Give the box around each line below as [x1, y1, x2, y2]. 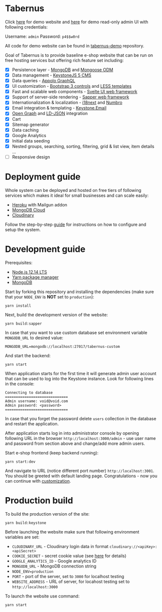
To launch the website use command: [5, 593, 80, 599]
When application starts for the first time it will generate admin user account [5, 370, 157, 376]
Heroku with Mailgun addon [12, 202, 68, 207]
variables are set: [5, 534, 40, 540]
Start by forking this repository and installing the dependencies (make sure [5, 289, 154, 295]
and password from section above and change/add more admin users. [5, 440, 145, 446]
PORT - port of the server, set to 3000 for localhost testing [12, 573, 124, 579]
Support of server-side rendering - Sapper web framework [12, 94, 130, 100]
